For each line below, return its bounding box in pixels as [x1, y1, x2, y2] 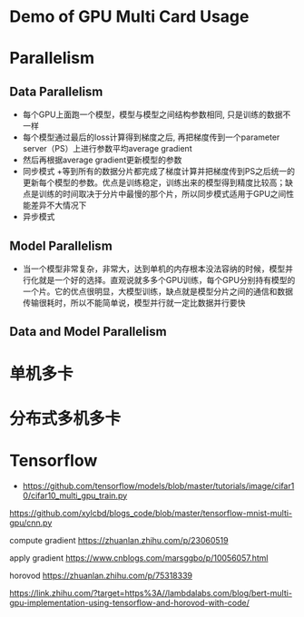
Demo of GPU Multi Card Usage [9, 6, 250, 27]
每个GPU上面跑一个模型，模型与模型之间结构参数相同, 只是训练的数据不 [22, 109, 291, 120]
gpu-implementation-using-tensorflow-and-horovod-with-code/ [9, 597, 250, 608]
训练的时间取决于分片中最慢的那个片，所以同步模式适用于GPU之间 [38, 189, 287, 200]
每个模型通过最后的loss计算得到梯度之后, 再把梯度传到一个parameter [22, 132, 280, 142]
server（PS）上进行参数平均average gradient [22, 143, 192, 154]
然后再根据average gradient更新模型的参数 [22, 154, 182, 165]
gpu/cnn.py [9, 517, 53, 528]
